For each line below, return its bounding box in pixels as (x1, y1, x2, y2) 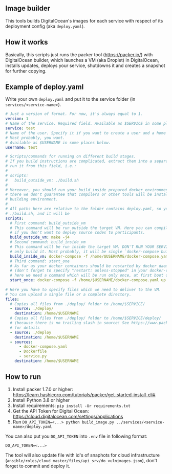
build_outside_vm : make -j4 (10, 235, 70, 240)
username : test (5, 145, 38, 150)
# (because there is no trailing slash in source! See (10, 321, 130, 326)
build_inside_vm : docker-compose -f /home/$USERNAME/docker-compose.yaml (10, 254, 170, 259)
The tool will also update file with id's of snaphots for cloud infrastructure (5, 452, 160, 458)
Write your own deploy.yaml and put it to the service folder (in (5, 96, 136, 102)
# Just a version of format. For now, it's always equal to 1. (5, 111, 143, 117)
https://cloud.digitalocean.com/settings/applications (12, 413, 123, 419)
